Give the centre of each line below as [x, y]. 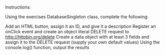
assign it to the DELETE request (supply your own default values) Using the [82, 42]
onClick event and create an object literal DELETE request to [67, 31]
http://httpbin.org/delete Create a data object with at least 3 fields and [77, 37]
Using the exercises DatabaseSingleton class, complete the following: [77, 17]
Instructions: [18, 7]
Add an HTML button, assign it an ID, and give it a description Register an [80, 26]
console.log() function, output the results [47, 47]
